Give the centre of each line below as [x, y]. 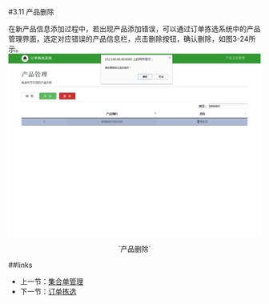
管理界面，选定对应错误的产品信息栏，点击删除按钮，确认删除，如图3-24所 [132, 39]
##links [20, 265]
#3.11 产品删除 [31, 12]
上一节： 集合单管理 [52, 281]
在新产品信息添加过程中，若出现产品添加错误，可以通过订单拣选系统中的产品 [134, 29]
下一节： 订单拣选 [48, 291]
